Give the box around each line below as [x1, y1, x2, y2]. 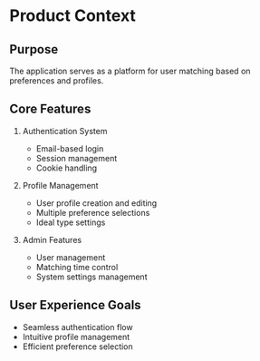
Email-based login [35, 142, 104, 154]
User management [35, 251, 106, 263]
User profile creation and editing [35, 197, 158, 209]
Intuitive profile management [22, 331, 130, 342]
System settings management [35, 271, 148, 282]
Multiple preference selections [35, 207, 150, 218]
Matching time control [35, 261, 119, 272]
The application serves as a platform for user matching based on [9, 65, 251, 76]
